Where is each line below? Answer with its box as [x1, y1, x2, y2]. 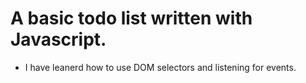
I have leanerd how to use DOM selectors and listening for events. [24, 61, 297, 73]
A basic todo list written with [10, 7, 253, 30]
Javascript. [10, 28, 107, 51]
